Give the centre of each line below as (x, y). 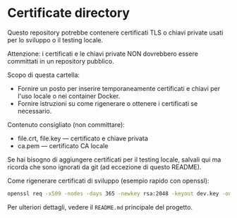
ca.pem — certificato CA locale (63, 145)
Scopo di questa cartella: (43, 75)
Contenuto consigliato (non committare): (66, 124)
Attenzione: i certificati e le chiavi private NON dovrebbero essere (103, 54)
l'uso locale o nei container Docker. (69, 96)
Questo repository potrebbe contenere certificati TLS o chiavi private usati (115, 32)
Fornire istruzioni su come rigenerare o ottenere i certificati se (108, 103)
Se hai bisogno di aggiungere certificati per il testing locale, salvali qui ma (114, 159)
